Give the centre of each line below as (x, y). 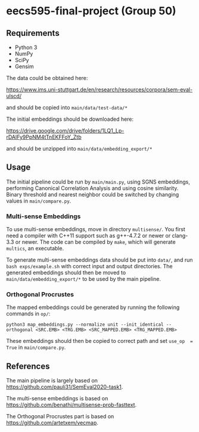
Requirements (33, 33)
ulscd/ (14, 96)
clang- (180, 236)
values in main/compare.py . (39, 201)
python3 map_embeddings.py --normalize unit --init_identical (85, 325)
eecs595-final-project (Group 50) (91, 11)
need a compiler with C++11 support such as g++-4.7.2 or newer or (88, 236)
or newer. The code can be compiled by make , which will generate (95, 242)
